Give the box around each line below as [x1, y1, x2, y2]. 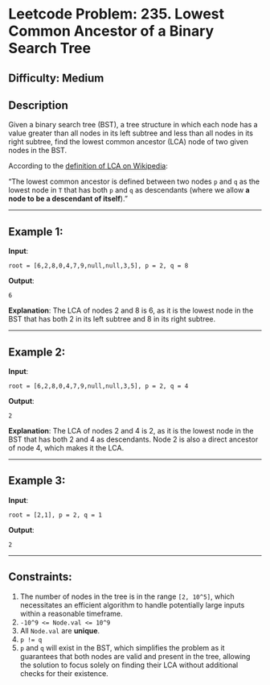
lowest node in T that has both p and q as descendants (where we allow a [8, 185, 251, 195]
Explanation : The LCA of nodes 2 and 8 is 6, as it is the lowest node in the [8, 305, 254, 315]
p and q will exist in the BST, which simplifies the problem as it [19, 642, 225, 653]
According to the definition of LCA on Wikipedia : [8, 161, 169, 171]
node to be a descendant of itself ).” [8, 194, 129, 204]
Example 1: [8, 225, 63, 239]
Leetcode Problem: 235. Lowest [8, 5, 225, 23]
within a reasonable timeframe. [19, 608, 123, 618]
